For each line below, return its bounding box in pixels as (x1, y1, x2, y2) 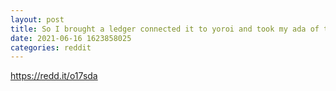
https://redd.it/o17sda (10, 70, 98, 82)
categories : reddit (10, 42, 92, 53)
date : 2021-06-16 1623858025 (10, 33, 132, 43)
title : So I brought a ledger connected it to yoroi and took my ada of (10, 24, 320, 34)
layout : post (10, 14, 65, 25)
